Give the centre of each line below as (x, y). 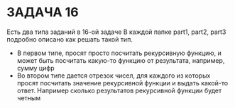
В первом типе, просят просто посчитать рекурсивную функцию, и (119, 53)
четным (29, 98)
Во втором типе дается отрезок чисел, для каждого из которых (114, 76)
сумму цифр (35, 68)
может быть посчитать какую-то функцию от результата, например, (121, 60)
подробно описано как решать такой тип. (70, 39)
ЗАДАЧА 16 (43, 12)
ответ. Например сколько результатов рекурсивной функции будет (119, 90)
